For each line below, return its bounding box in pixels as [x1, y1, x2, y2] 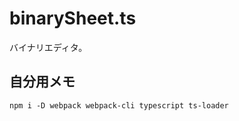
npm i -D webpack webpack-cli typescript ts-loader [9, 100, 229, 111]
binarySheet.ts [9, 7, 137, 30]
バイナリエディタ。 [9, 41, 88, 53]
